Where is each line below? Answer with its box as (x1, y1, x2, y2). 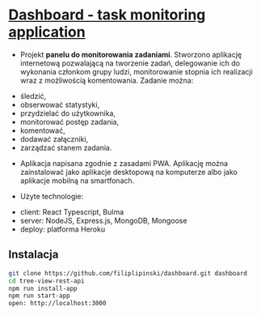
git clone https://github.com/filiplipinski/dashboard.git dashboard (8, 269, 248, 277)
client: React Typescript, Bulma (19, 206, 124, 216)
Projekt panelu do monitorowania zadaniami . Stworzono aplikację (19, 49, 242, 59)
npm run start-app (8, 292, 70, 300)
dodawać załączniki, (19, 134, 89, 143)
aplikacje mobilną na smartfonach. (19, 176, 135, 185)
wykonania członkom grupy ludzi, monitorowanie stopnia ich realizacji (19, 66, 253, 76)
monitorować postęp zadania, (19, 117, 120, 126)
